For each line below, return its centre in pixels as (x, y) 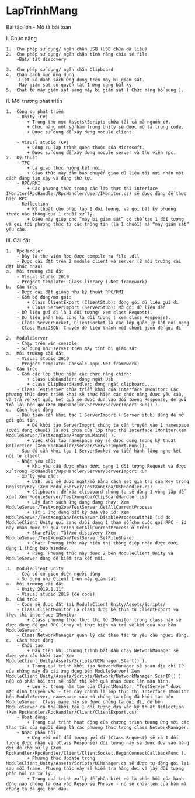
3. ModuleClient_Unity (35, 568)
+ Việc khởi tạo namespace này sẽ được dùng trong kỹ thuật (102, 440)
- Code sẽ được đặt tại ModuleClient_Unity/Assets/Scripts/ (91, 604)
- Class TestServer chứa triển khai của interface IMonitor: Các (98, 389)
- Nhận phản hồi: (38, 732)
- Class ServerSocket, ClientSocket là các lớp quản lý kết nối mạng (103, 323)
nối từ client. (25, 456)
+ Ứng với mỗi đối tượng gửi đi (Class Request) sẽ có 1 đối (103, 738)
